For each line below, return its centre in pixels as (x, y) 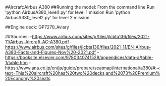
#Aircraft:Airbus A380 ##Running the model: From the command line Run (80, 7)
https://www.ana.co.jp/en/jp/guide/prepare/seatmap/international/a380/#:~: (83, 68)
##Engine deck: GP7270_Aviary (37, 27)
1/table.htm (17, 63)
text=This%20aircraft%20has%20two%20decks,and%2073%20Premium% (83, 73)
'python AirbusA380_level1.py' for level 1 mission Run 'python (68, 12)
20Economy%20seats (28, 78)
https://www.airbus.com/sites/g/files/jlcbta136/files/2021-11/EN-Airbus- (78, 47)
